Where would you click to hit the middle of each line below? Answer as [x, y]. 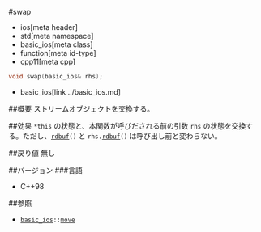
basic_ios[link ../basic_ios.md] [71, 91]
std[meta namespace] [57, 36]
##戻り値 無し [32, 153]
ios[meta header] [49, 27]
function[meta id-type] [58, 53]
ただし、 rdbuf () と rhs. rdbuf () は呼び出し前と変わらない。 [122, 136]
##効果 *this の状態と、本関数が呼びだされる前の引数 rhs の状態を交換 [127, 125]
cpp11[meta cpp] [47, 61]
